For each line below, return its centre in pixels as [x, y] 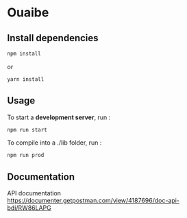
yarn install [26, 79]
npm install [24, 53]
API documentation [34, 193]
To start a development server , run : [59, 117]
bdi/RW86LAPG [29, 208]
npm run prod [26, 156]
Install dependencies [53, 38]
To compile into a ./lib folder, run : [54, 143]
